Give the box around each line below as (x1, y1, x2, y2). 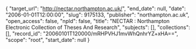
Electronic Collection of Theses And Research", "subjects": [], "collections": (5, 24, 191, 31)
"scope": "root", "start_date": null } (5, 37, 90, 43)
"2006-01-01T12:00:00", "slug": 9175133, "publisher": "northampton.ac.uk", (5, 11, 190, 18)
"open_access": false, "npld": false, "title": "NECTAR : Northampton (5, 18, 170, 24)
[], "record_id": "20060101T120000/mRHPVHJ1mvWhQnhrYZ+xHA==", (5, 30, 178, 37)
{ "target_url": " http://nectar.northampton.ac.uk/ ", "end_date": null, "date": (5, 5, 186, 12)
